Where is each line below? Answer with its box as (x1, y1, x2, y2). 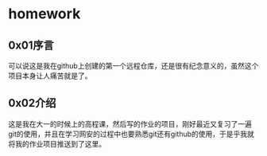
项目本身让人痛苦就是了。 (8, 71, 92, 80)
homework (8, 5, 81, 23)
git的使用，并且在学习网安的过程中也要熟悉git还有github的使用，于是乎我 (8, 129, 248, 138)
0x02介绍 (8, 96, 56, 110)
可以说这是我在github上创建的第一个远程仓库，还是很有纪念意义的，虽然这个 (8, 61, 259, 70)
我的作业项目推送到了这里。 (14, 138, 106, 148)
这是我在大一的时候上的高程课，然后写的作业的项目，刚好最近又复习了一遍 (8, 119, 252, 128)
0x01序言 (8, 38, 54, 52)
